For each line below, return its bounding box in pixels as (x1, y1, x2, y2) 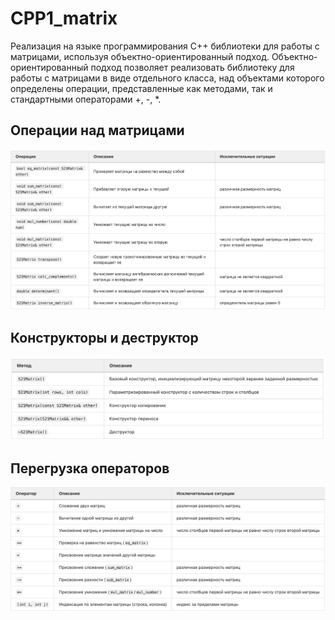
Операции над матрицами (10, 122, 185, 139)
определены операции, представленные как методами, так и (10, 82, 273, 94)
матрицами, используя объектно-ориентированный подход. (10, 50, 270, 62)
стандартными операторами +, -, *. (10, 93, 162, 105)
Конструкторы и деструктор (10, 330, 199, 347)
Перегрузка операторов (10, 460, 170, 477)
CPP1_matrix (10, 7, 118, 30)
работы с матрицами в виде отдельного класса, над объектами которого (10, 72, 325, 84)
